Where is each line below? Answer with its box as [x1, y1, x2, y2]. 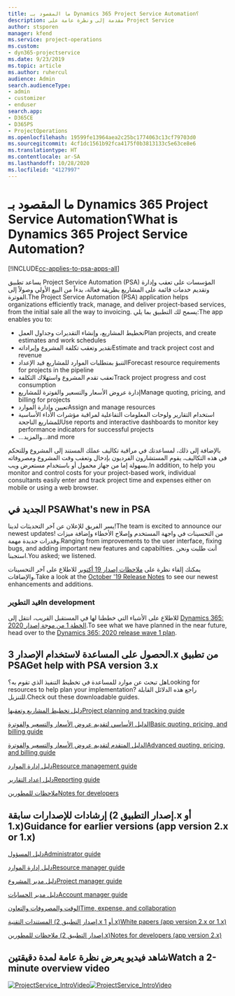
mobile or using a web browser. [8, 483, 99, 492]
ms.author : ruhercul [8, 69, 69, 76]
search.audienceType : [8, 82, 71, 89]
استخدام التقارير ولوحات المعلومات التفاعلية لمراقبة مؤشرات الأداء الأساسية [17, 410, 215, 418]
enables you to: [8, 315, 52, 323]
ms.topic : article [8, 62, 62, 69]
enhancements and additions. [8, 580, 94, 588]
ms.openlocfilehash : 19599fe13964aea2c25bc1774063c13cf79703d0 [8, 134, 197, 141]
